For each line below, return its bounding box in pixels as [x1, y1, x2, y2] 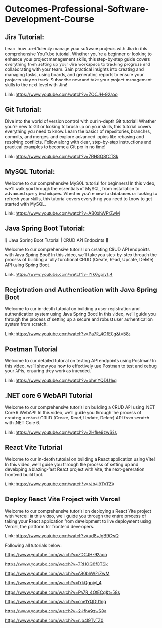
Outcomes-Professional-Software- [5, 3, 149, 15]
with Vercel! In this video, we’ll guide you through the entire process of [5, 513, 146, 519]
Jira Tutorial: [5, 33, 45, 41]
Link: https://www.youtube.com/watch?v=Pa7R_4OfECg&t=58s [5, 331, 131, 337]
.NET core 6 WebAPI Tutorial [5, 391, 93, 400]
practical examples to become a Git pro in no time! [5, 144, 106, 150]
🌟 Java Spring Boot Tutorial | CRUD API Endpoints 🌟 [5, 237, 109, 243]
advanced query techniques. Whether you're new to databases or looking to [5, 191, 158, 196]
